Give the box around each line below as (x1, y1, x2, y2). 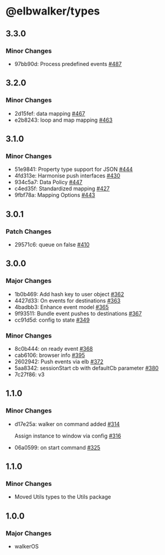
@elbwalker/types (5, 4, 100, 18)
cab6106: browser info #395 (14, 351, 85, 359)
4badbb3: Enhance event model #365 (14, 303, 109, 310)
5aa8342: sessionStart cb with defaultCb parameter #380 (14, 364, 159, 371)
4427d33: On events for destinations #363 (14, 297, 121, 304)
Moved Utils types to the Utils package (14, 493, 111, 500)
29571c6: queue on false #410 (14, 241, 90, 248)
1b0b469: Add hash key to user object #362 (14, 290, 125, 297)
